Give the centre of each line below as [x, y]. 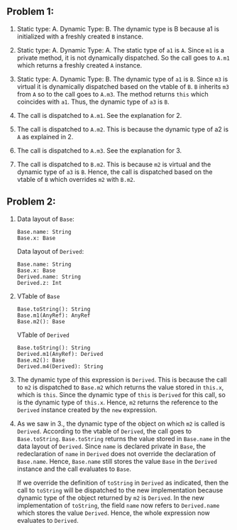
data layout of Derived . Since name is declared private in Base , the [111, 446]
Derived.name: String [49, 276]
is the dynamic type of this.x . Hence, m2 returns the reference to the [117, 402]
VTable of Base [38, 296]
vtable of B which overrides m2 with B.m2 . [76, 179]
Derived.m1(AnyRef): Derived [60, 354]
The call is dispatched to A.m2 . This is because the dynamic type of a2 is [122, 129]
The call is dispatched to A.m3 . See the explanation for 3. [99, 150]
